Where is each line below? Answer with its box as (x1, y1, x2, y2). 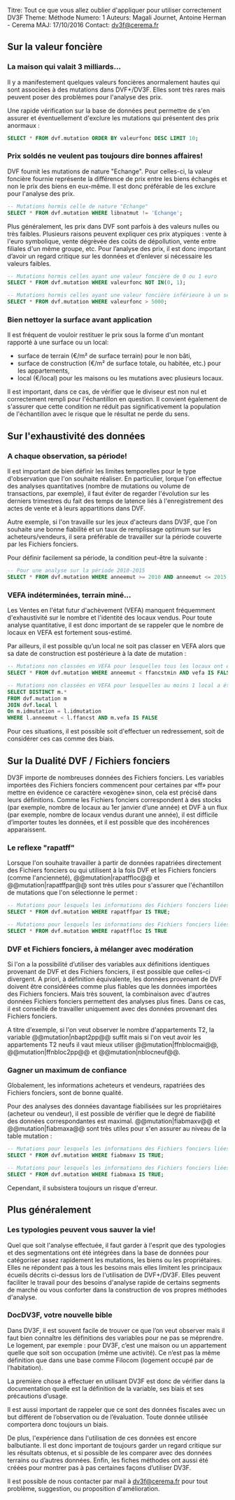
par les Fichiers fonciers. (7, 540, 79, 548)
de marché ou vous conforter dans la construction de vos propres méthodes (7, 1285, 227, 1294)
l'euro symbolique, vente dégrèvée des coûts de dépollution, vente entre (7, 237, 217, 245)
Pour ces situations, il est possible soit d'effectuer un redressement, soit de (7, 727, 225, 736)
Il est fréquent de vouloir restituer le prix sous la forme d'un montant (7, 331, 204, 339)
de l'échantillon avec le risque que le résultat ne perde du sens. (7, 410, 190, 418)
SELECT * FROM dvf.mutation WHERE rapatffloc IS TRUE (7, 927, 168, 934)
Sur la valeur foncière (7, 41, 103, 53)
